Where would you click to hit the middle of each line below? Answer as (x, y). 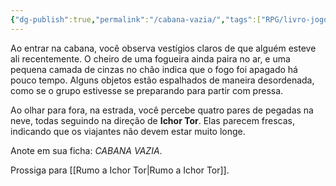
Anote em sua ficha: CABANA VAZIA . (86, 150)
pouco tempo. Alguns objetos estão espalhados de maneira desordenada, (162, 80)
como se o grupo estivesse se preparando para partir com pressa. (147, 90)
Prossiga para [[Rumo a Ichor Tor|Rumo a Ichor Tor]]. (120, 170)
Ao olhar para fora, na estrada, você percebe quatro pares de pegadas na (162, 110)
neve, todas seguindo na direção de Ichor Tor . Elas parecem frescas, (153, 120)
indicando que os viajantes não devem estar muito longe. (128, 131)
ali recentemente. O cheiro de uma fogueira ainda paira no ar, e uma (150, 58)
